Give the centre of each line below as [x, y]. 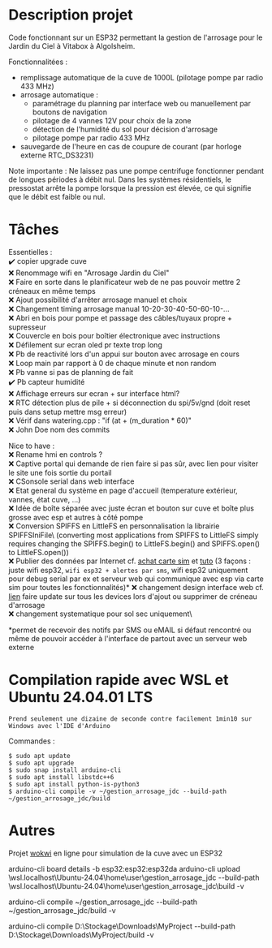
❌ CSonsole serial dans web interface [71, 481]
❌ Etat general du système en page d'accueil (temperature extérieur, [123, 490]
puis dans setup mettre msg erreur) [68, 412]
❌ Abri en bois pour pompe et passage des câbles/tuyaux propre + [121, 317]
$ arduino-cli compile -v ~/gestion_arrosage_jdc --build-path [118, 791]
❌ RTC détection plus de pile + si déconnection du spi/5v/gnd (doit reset [130, 403]
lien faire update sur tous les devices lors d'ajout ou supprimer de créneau [133, 596]
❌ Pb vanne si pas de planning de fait [71, 372]
